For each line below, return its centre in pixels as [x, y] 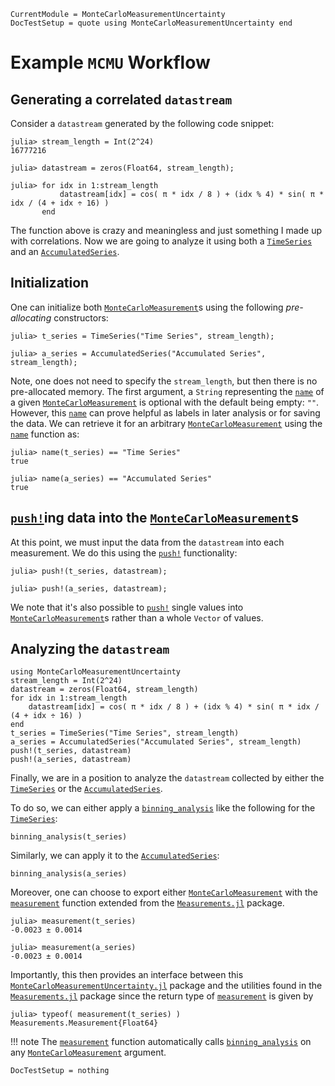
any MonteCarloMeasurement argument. [88, 1052]
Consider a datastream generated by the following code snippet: [142, 123]
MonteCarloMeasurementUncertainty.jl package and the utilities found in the [166, 986]
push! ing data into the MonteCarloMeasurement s [154, 518]
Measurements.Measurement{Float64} [84, 1023]
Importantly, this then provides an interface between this [127, 975]
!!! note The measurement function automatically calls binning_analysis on [161, 1042]
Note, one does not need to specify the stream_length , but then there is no [164, 381]
